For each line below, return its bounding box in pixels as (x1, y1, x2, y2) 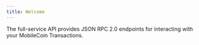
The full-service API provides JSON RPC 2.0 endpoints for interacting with (6, 25, 194, 32)
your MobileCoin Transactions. (6, 31, 84, 39)
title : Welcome (6, 8, 45, 15)
